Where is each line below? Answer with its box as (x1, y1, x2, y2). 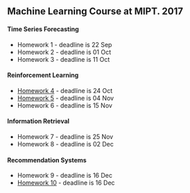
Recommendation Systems (7, 156, 87, 164)
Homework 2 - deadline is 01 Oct (17, 48, 112, 56)
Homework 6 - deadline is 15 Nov (17, 101, 113, 110)
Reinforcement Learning (7, 71, 79, 79)
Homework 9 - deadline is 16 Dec (17, 171, 113, 180)
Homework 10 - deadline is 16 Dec (17, 178, 116, 187)
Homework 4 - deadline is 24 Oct (17, 86, 113, 94)
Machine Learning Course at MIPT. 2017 (7, 6, 184, 17)
